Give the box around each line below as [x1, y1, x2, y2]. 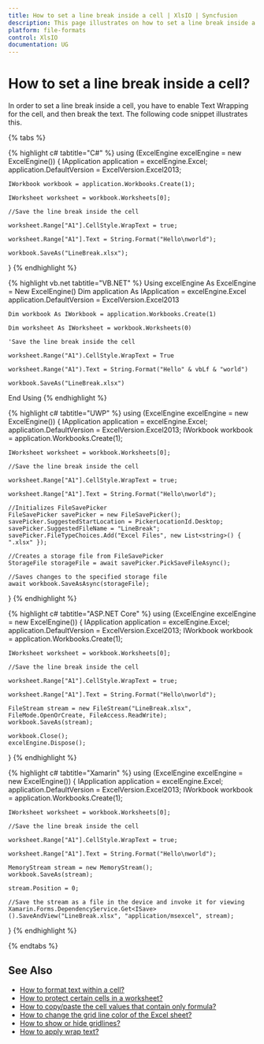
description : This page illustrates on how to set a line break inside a [8, 19, 256, 27]
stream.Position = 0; [8, 885, 80, 893]
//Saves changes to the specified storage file [8, 573, 168, 581]
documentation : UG [8, 41, 69, 49]
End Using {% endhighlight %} [8, 393, 108, 403]
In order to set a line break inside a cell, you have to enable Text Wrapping [8, 101, 249, 110]
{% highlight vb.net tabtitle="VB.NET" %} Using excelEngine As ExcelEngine [8, 278, 256, 288]
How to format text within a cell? [19, 985, 125, 994]
